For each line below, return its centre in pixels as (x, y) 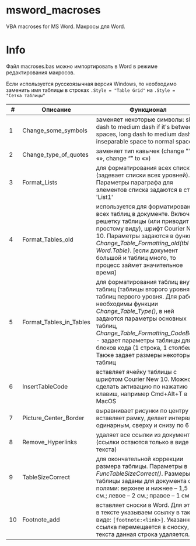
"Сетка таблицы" (26, 95)
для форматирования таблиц (137, 281)
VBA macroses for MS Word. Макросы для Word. (66, 26)
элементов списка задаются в (139, 190)
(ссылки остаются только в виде (142, 442)
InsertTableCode (45, 386)
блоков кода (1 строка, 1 (132, 348)
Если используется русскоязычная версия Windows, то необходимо (91, 84)
